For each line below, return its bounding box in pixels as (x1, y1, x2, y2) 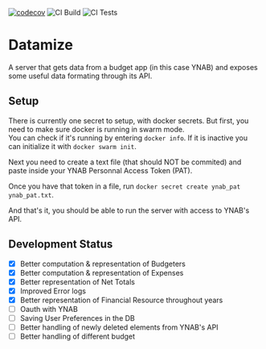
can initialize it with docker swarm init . (8, 141, 137, 151)
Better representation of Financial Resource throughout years (19, 295, 223, 305)
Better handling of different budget (19, 331, 135, 342)
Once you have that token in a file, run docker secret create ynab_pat (8, 181, 241, 191)
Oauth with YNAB (19, 304, 78, 314)
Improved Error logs (19, 286, 87, 296)
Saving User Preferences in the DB (19, 313, 135, 322)
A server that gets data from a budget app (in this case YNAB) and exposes (8, 62, 259, 72)
